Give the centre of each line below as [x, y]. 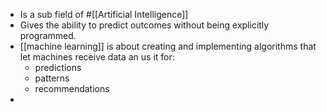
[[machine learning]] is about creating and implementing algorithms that [168, 46]
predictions [58, 67]
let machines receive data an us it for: [97, 57]
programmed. [48, 35]
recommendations [72, 88]
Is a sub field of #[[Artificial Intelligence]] [104, 14]
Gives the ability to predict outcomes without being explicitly [144, 25]
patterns [52, 78]
